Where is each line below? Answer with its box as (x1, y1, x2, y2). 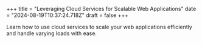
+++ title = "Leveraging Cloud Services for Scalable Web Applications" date (6, 5, 197, 12)
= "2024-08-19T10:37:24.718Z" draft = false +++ (6, 12, 129, 19)
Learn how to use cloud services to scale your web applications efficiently (6, 24, 193, 30)
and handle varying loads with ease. (6, 30, 97, 37)
